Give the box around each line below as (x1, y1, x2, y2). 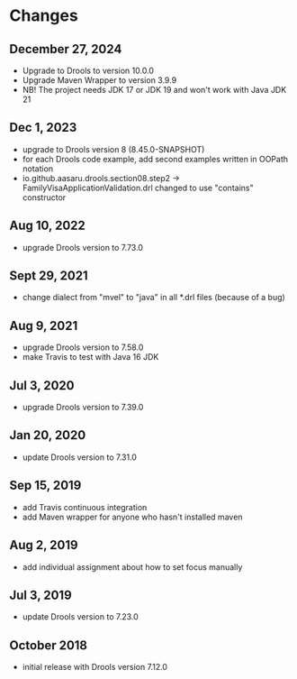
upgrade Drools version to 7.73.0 (22, 242, 144, 252)
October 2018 (9, 638, 88, 653)
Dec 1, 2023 (9, 120, 77, 135)
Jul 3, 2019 (9, 587, 72, 602)
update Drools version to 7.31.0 (22, 452, 138, 463)
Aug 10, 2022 (9, 218, 85, 234)
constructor (22, 191, 67, 203)
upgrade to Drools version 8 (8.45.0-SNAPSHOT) (22, 143, 205, 154)
